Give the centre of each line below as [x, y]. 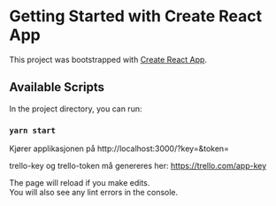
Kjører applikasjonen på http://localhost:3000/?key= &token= [119, 149]
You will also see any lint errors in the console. [94, 193]
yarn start [32, 130]
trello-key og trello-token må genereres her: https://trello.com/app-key [138, 166]
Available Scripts [57, 87]
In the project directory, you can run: [76, 109]
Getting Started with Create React [136, 16]
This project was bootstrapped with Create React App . [108, 59]
